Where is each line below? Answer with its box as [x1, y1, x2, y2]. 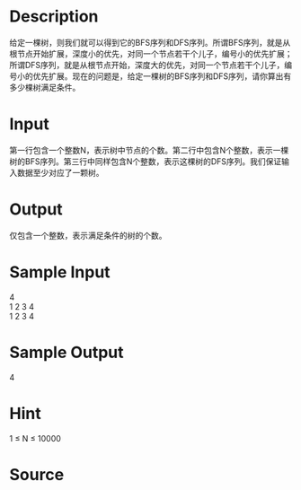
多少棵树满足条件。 [9, 82, 81, 92]
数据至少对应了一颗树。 [16, 167, 104, 178]
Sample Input [9, 262, 111, 282]
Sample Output [9, 342, 124, 363]
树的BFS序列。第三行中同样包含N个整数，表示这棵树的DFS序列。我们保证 [9, 155, 282, 167]
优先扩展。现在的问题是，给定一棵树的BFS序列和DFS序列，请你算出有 [32, 70, 292, 82]
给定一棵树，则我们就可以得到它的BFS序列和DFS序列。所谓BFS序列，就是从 [9, 37, 291, 48]
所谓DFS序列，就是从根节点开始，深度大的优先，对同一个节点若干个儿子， [9, 59, 285, 70]
